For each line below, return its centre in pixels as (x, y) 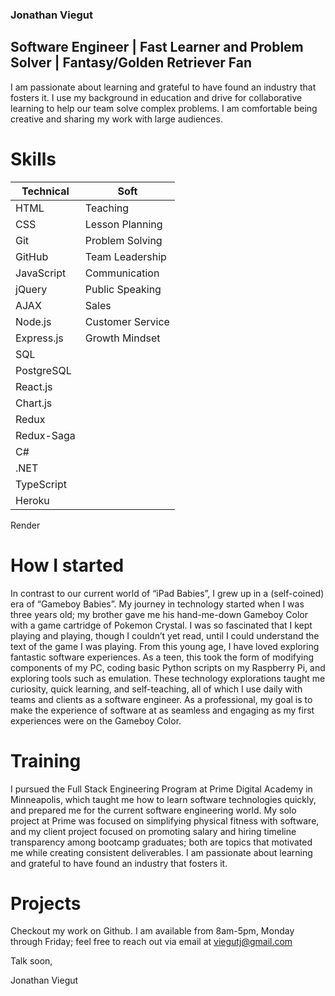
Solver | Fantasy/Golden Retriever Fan (131, 63)
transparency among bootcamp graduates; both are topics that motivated (161, 842)
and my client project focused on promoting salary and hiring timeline (153, 831)
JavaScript (41, 273)
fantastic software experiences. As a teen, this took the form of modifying (162, 657)
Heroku (32, 500)
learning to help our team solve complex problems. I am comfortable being (164, 108)
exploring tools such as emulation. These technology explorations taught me (168, 678)
